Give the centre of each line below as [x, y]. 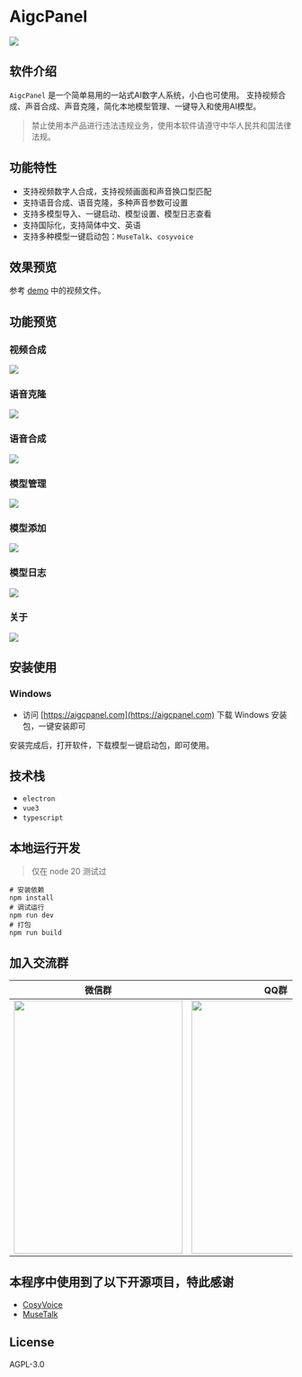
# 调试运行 [27, 908]
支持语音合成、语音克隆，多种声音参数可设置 [105, 202]
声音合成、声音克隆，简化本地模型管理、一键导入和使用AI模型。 [143, 106]
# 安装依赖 [27, 890]
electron [39, 799]
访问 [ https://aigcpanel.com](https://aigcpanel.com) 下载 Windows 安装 [155, 714]
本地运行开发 [45, 848]
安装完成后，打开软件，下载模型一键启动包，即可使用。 [111, 745]
